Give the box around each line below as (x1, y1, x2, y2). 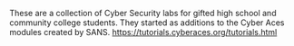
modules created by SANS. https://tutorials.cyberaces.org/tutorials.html (9, 27, 278, 37)
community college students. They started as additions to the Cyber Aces (9, 17, 285, 28)
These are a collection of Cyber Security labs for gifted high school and (9, 8, 277, 18)
